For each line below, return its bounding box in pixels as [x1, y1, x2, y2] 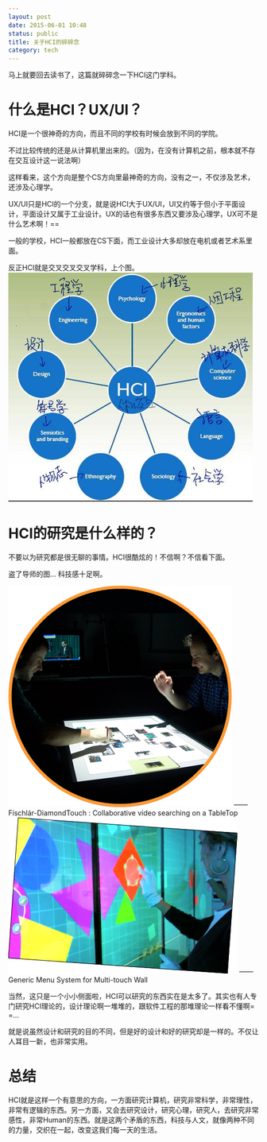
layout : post [8, 13, 52, 21]
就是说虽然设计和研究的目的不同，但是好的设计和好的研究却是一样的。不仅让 [8, 1027, 259, 1036]
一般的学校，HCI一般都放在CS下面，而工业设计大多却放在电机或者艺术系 [8, 236, 246, 246]
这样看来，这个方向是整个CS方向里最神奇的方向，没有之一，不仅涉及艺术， [8, 172, 255, 182]
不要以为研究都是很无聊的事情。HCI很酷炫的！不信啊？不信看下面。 [8, 552, 230, 562]
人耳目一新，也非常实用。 [8, 1037, 92, 1046]
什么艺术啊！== [8, 219, 60, 229]
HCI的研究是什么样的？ [8, 525, 159, 543]
